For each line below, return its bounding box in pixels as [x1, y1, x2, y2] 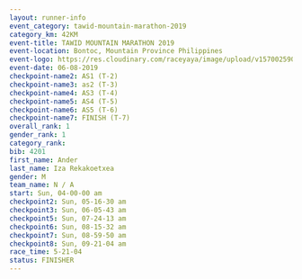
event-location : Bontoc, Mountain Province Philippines [9, 47, 223, 56]
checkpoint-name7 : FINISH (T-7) [9, 113, 130, 122]
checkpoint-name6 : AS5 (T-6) [9, 105, 119, 114]
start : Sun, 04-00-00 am [9, 189, 102, 198]
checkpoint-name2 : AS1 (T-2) [9, 72, 119, 81]
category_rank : [9, 139, 67, 148]
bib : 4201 [9, 147, 47, 156]
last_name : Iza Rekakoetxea [9, 164, 115, 173]
